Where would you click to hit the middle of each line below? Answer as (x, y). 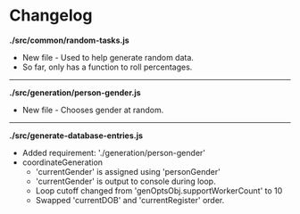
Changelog (51, 16)
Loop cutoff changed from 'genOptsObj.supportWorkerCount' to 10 (159, 190)
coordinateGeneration (62, 162)
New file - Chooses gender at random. (93, 110)
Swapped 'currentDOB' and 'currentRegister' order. (130, 200)
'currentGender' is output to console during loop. (125, 181)
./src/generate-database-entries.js (76, 136)
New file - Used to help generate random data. (108, 57)
